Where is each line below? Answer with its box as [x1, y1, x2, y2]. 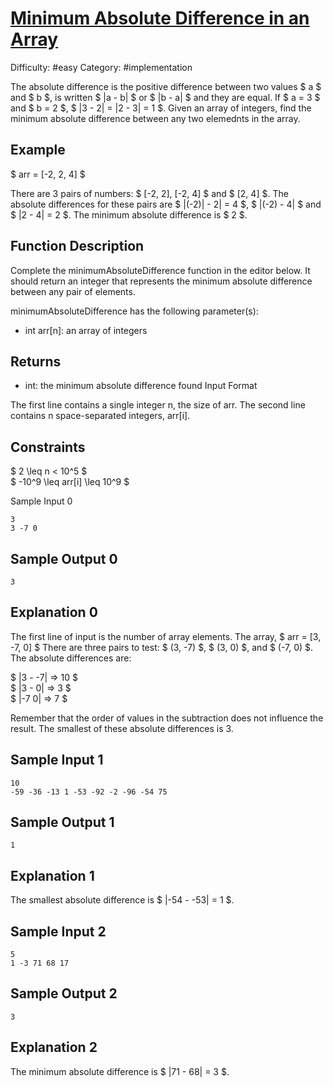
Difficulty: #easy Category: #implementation [10, 61, 193, 73]
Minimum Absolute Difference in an [10, 7, 310, 30]
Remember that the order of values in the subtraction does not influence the [10, 712, 324, 724]
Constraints [10, 438, 86, 456]
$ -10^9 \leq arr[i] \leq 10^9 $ [10, 476, 130, 488]
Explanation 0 [10, 604, 98, 621]
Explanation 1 [10, 867, 95, 884]
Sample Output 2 [10, 985, 118, 1002]
